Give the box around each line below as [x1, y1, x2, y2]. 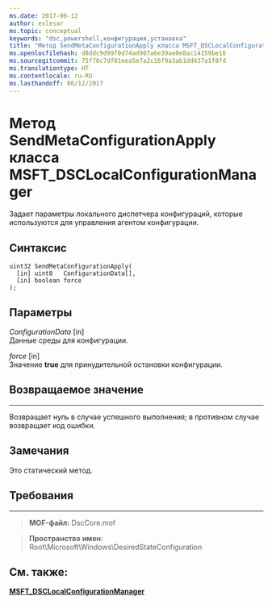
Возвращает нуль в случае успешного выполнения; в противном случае [9, 412, 260, 422]
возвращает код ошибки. [9, 420, 96, 430]
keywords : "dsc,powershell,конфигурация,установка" [9, 34, 186, 43]
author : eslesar [9, 19, 64, 27]
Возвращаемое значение [9, 383, 144, 397]
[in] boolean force [16, 277, 82, 285]
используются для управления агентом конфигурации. [9, 218, 199, 227]
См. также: [9, 565, 69, 579]
